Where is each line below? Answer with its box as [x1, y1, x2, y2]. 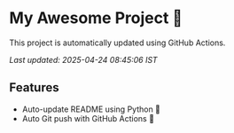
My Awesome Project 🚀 [9, 8, 183, 28]
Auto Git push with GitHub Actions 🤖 [21, 113, 155, 123]
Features [9, 80, 59, 96]
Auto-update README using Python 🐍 [21, 104, 161, 114]
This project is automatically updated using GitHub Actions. [9, 37, 226, 48]
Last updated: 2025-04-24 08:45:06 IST [9, 54, 158, 65]
